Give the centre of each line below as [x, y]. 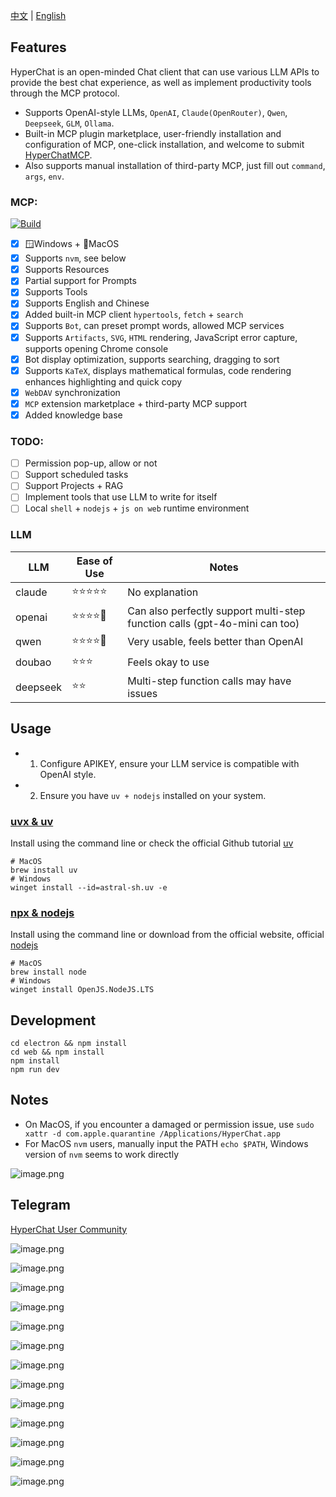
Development [53, 1020]
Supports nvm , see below [75, 258]
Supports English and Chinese [87, 303]
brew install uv [44, 870]
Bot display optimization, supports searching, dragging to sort [152, 359]
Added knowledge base [73, 415]
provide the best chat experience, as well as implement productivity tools [161, 82]
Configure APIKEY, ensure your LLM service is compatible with [169, 763]
